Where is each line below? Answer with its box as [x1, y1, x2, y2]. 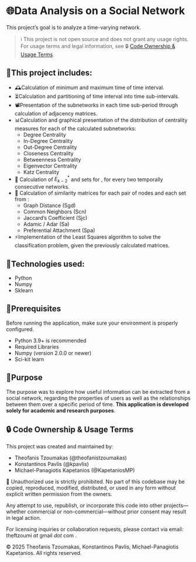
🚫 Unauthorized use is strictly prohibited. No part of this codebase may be [6, 478, 185, 485]
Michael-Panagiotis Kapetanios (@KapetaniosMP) [14, 467, 135, 474]
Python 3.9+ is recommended [14, 337, 87, 344]
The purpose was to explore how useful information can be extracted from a [6, 388, 190, 395]
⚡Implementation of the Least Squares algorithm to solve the [14, 233, 161, 241]
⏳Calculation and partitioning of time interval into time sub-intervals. [14, 93, 180, 100]
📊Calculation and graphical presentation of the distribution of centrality [14, 116, 188, 124]
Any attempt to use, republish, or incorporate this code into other [6, 502, 163, 509]
